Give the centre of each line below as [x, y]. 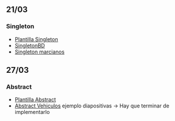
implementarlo [32, 112]
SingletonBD [30, 45]
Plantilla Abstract [35, 100]
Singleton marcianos [39, 52]
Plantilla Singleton [36, 39]
